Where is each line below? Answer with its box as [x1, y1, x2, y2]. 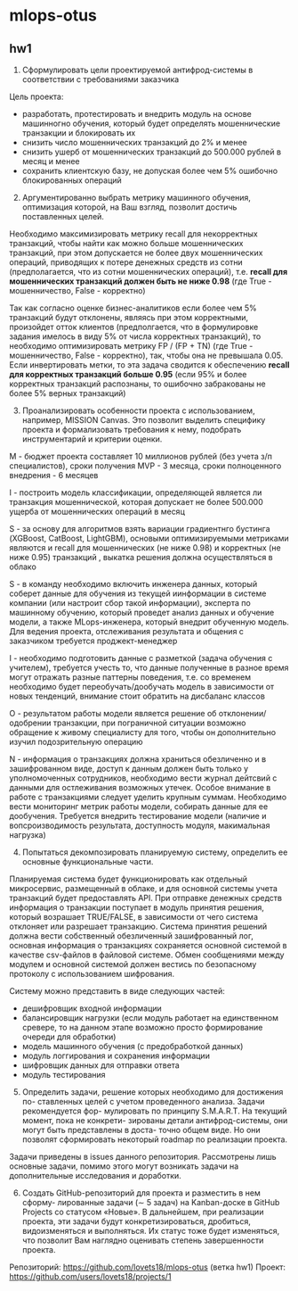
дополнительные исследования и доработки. [9, 1171, 182, 1180]
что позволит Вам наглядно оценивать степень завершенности [21, 1235, 264, 1245]
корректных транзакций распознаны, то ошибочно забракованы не [9, 378, 266, 389]
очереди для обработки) [21, 1031, 117, 1042]
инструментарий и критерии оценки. [21, 434, 163, 444]
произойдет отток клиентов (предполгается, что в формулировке [9, 322, 259, 332]
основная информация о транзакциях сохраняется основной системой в [9, 940, 287, 950]
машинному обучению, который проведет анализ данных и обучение [9, 608, 275, 617]
